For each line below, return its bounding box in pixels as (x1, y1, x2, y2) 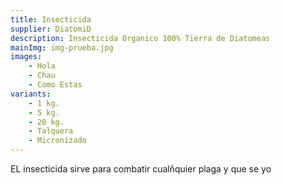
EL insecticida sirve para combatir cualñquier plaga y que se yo (10, 163, 272, 175)
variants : (10, 89, 52, 99)
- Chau (28, 71, 56, 81)
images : (10, 52, 43, 62)
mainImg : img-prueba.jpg (10, 42, 114, 53)
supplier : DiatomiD (10, 24, 92, 34)
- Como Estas (28, 80, 83, 90)
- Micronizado (28, 136, 87, 146)
